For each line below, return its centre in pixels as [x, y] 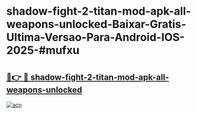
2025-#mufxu [43, 51]
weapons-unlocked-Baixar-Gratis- [96, 24]
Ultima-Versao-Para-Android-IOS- [96, 37]
